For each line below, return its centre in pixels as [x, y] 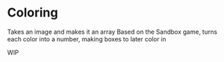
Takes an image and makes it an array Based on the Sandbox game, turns [112, 32]
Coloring [33, 13]
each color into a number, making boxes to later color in [87, 39]
